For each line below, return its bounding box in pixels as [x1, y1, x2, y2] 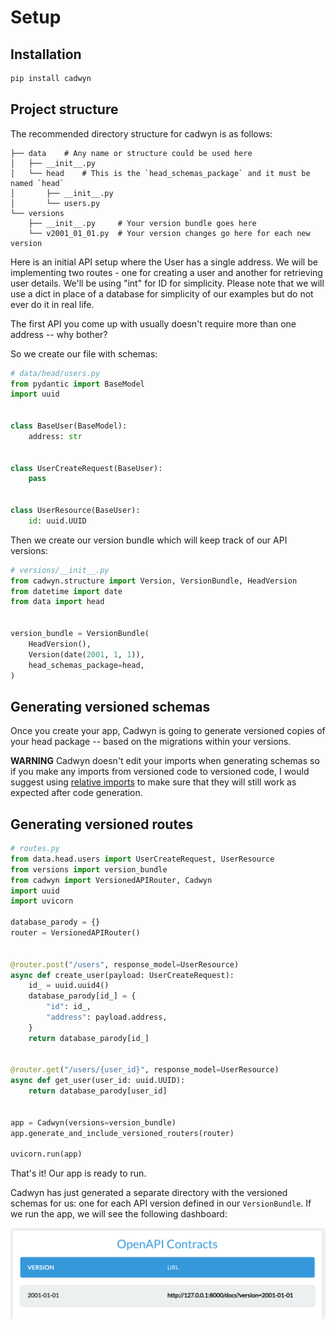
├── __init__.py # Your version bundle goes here [28, 218, 257, 228]
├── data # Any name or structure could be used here [10, 148, 253, 158]
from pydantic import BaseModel [10, 379, 145, 389]
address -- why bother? [10, 328, 108, 340]
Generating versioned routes [10, 816, 194, 833]
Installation [10, 46, 82, 63]
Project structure [10, 101, 119, 118]
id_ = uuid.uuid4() [28, 981, 110, 991]
